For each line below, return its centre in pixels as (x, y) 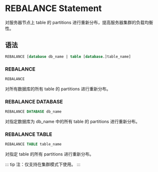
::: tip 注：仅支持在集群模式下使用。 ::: (43, 164)
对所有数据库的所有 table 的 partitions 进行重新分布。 (58, 89)
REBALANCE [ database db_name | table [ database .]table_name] (68, 57)
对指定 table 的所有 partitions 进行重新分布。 (49, 154)
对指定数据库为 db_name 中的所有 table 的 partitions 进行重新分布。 (72, 121)
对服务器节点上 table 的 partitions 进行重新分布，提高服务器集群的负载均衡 (79, 22)
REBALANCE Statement (53, 8)
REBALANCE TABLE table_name (33, 144)
